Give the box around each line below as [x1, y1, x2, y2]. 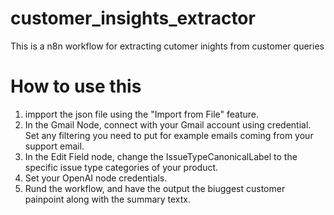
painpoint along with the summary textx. [24, 193, 192, 205]
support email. [24, 140, 85, 152]
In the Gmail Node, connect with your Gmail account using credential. [24, 118, 312, 131]
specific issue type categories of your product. [24, 161, 219, 173]
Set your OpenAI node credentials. [24, 172, 168, 184]
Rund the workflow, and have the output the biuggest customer [24, 182, 286, 194]
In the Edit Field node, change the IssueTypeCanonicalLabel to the [24, 150, 298, 162]
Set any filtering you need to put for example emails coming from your [24, 129, 314, 141]
